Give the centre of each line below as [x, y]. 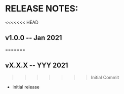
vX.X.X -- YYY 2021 [37, 66]
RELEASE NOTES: [42, 9]
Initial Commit [105, 77]
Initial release [26, 87]
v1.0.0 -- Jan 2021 [34, 38]
